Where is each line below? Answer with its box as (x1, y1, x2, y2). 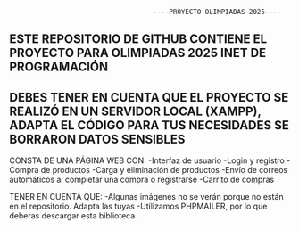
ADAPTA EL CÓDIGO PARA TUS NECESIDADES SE (9, 118, 290, 133)
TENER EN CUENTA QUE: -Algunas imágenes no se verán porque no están (9, 192, 284, 202)
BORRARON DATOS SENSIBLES (9, 131, 186, 146)
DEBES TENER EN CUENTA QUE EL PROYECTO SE (9, 89, 289, 105)
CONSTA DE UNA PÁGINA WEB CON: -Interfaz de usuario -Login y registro (9, 155, 286, 166)
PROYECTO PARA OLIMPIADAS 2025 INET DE (9, 45, 267, 61)
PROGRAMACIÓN (9, 60, 109, 75)
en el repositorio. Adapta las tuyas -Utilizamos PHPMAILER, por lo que (9, 201, 268, 212)
